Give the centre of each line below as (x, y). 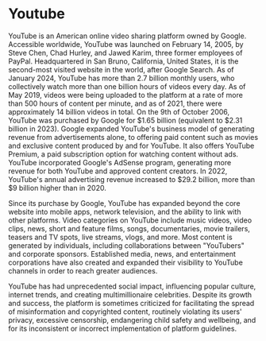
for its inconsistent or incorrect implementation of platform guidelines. (122, 328)
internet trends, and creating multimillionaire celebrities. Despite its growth (130, 294)
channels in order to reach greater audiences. (83, 270)
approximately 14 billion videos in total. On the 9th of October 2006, (119, 111)
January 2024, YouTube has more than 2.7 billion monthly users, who (121, 78)
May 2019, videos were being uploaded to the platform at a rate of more (126, 95)
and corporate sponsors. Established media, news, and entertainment (122, 254)
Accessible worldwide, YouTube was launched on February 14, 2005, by (126, 44)
